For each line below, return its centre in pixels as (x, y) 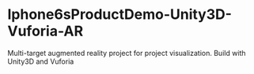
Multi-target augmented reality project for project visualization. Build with (127, 53)
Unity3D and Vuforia (41, 61)
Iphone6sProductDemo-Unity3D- (120, 15)
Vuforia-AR (45, 31)
